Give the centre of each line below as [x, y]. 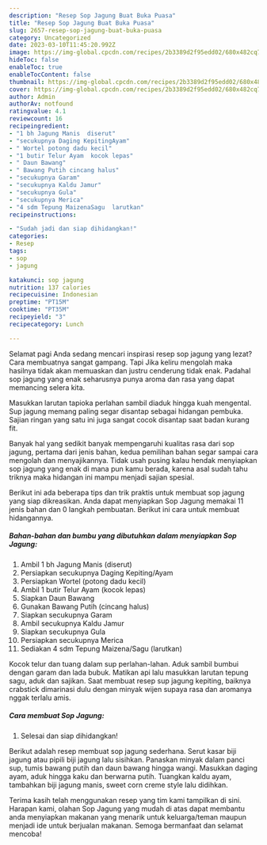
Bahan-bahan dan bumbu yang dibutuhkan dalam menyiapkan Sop [123, 536]
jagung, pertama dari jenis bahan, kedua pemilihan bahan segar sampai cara [133, 452]
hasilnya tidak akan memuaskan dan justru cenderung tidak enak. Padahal [130, 370]
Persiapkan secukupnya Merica [72, 640]
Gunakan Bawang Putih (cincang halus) [85, 606]
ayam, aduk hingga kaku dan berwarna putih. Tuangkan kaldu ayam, [120, 776]
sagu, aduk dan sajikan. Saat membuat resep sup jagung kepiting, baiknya [130, 681]
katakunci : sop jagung [46, 280]
